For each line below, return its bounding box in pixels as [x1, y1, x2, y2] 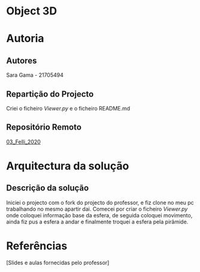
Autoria [6, 32, 44, 46]
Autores [6, 55, 37, 65]
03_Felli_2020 [6, 138, 41, 145]
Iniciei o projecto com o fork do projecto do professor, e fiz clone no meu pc [6, 199, 195, 206]
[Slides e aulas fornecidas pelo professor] [6, 259, 110, 266]
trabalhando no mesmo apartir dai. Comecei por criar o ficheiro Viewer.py [6, 205, 188, 213]
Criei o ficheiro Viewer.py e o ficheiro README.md [6, 105, 131, 112]
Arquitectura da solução [6, 159, 129, 172]
